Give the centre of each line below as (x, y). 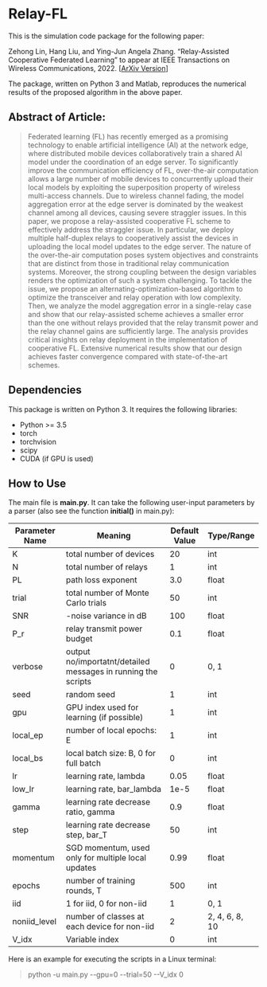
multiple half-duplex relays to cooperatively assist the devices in (133, 238)
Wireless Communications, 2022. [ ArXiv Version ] (88, 68)
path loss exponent (102, 580)
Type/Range (231, 536)
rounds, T (84, 891)
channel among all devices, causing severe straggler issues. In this (137, 213)
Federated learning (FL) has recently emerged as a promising (128, 136)
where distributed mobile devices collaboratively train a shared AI (135, 153)
